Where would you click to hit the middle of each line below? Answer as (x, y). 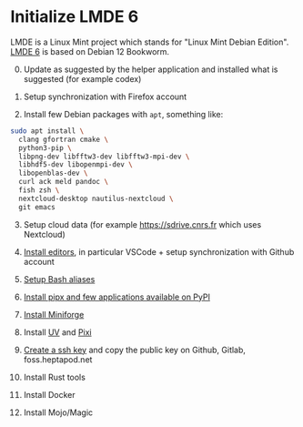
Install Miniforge (54, 314)
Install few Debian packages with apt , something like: (123, 114)
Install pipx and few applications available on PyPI (116, 297)
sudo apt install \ (47, 131)
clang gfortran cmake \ (63, 139)
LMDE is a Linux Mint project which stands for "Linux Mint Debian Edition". (150, 42)
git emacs (37, 207)
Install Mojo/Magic (58, 412)
